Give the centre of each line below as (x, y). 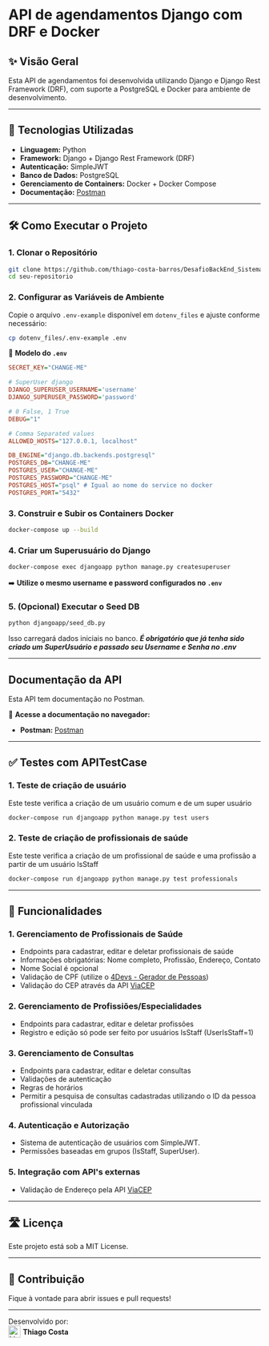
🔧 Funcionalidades (55, 911)
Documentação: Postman (62, 192)
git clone (25, 269)
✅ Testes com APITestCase (78, 763)
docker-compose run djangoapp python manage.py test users (109, 818)
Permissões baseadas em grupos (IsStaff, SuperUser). (110, 1151)
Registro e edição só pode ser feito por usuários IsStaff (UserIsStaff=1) (137, 1032)
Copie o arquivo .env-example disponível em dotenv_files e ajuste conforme (134, 315)
